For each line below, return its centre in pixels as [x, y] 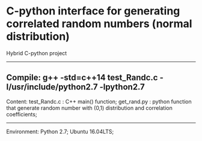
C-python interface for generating [93, 11]
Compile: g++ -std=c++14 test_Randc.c [82, 78]
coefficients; [22, 114]
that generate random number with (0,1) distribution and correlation [89, 108]
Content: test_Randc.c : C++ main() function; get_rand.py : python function [99, 101]
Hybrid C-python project [37, 53]
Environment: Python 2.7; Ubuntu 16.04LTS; [60, 131]
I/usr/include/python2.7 [52, 87]
